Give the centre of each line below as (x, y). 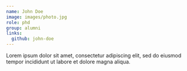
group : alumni (24, 28)
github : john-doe (33, 39)
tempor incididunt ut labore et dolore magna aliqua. (68, 62)
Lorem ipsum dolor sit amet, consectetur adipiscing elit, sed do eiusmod (94, 55)
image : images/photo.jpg (37, 17)
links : (14, 33)
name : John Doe (25, 11)
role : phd (18, 22)
